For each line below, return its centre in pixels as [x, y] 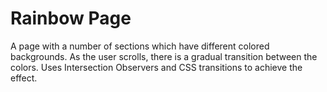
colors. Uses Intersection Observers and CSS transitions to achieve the [156, 67]
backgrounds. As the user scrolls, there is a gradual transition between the [164, 56]
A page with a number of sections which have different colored [140, 46]
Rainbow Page [71, 18]
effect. [24, 78]
